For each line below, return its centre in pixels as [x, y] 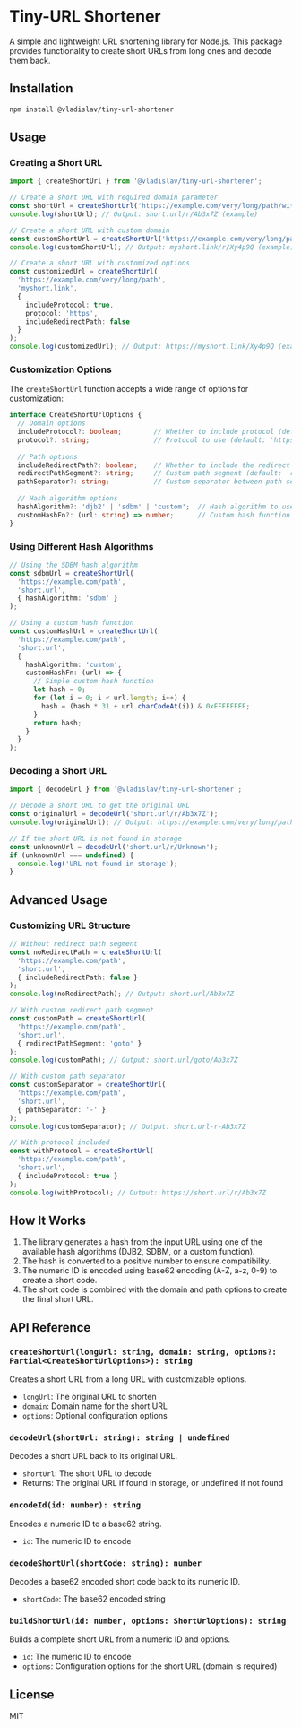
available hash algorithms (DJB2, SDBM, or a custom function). [138, 1252]
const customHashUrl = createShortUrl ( [84, 631]
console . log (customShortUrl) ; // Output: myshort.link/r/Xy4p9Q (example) [152, 247]
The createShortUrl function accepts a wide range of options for [129, 389]
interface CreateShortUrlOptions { [76, 415]
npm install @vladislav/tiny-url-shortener [92, 109]
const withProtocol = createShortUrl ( [82, 1151]
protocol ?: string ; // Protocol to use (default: [142, 440]
